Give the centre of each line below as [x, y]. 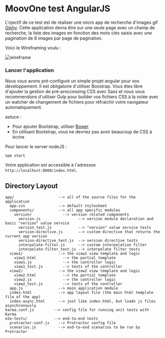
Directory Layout [32, 186]
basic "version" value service [37, 224]
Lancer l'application [30, 70]
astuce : [13, 117]
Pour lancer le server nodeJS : [36, 147]
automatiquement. [24, 108]
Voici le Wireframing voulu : [33, 48]
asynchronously [21, 306]
